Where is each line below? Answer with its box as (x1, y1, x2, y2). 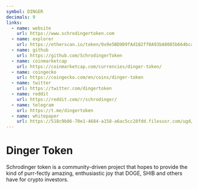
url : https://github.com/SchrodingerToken (16, 53, 123, 58)
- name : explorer (11, 36, 54, 42)
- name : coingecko (11, 69, 57, 75)
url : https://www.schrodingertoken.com (16, 31, 115, 37)
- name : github (11, 47, 49, 53)
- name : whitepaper (11, 113, 60, 119)
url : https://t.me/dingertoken (16, 107, 94, 113)
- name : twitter (11, 80, 51, 86)
